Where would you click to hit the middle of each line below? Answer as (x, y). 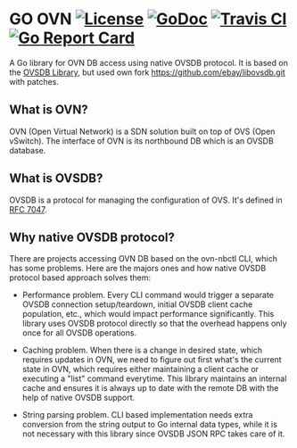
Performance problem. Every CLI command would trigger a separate (148, 295)
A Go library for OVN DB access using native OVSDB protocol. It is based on (148, 62)
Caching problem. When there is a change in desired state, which (142, 350)
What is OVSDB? (56, 178)
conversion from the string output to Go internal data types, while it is (150, 425)
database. (28, 150)
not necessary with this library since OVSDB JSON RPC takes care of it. (153, 434)
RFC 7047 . (28, 209)
